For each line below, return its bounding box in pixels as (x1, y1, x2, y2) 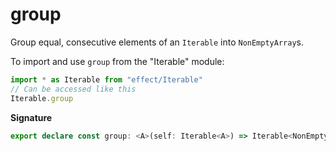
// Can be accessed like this (10, 84, 137, 94)
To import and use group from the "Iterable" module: (10, 55, 225, 67)
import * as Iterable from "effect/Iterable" (10, 74, 203, 85)
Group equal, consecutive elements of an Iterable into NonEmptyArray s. (10, 36, 304, 48)
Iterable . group (10, 93, 74, 103)
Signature (10, 111, 53, 123)
